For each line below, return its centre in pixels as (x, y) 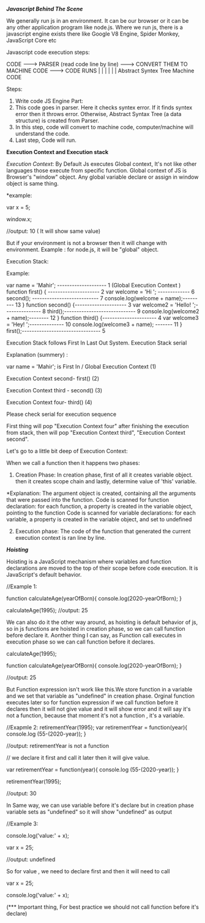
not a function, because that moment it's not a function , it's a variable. (95, 715)
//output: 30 (21, 793)
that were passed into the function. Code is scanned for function (88, 500)
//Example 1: (22, 586)
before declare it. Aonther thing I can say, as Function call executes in (94, 635)
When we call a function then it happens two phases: (73, 463)
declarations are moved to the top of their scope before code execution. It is (102, 568)
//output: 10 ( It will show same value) (54, 231)
